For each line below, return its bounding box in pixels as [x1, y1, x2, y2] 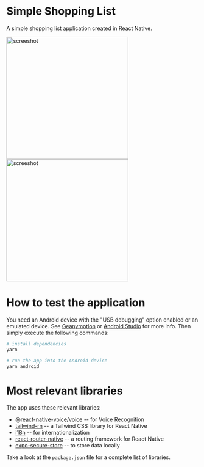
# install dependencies [6, 340, 67, 347]
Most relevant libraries [6, 384, 123, 398]
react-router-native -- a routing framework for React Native [15, 435, 164, 443]
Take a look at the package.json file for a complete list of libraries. [6, 454, 171, 461]
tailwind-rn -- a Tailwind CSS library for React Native [15, 422, 147, 430]
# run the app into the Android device [6, 358, 108, 364]
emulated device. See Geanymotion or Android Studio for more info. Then [6, 322, 191, 329]
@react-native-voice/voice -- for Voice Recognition [15, 416, 144, 423]
